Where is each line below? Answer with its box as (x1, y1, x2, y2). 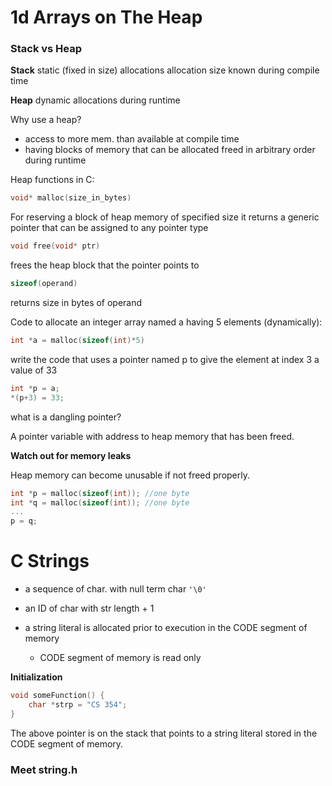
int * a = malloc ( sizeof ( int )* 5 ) (10, 336, 145, 346)
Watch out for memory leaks (10, 449, 132, 461)
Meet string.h (10, 762, 78, 776)
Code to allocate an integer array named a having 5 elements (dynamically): (10, 316, 323, 328)
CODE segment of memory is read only (39, 652, 202, 664)
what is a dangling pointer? (10, 411, 122, 423)
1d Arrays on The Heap (10, 6, 203, 29)
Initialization (10, 671, 63, 683)
